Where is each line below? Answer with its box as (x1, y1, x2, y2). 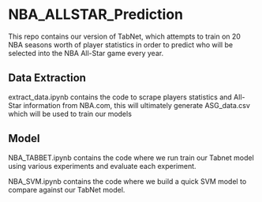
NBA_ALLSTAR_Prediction (8, 6, 184, 24)
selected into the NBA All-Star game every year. (8, 48, 164, 58)
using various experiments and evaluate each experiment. (8, 161, 196, 170)
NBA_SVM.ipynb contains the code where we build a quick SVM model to (8, 176, 247, 186)
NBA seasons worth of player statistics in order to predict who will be (8, 39, 234, 49)
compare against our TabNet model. (8, 185, 125, 194)
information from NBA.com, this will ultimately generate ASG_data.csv (23, 100, 251, 110)
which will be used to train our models (8, 109, 133, 118)
